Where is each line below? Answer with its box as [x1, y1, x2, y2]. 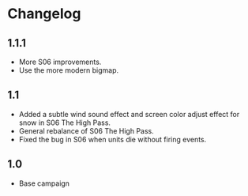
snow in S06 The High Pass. [18, 118, 111, 127]
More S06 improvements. [18, 57, 102, 66]
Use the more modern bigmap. [18, 66, 119, 75]
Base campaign [18, 179, 70, 188]
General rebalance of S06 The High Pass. [18, 126, 155, 135]
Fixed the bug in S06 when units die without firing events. [18, 134, 207, 144]
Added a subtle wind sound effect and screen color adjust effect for [18, 109, 240, 119]
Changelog [7, 5, 81, 23]
